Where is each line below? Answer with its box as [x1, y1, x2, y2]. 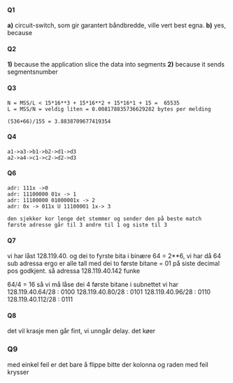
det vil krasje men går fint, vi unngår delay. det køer [7, 327, 156, 335]
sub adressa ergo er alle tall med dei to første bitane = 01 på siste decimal [7, 260, 220, 268]
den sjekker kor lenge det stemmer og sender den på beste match [7, 215, 202, 222]
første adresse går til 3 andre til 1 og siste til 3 [7, 222, 168, 229]
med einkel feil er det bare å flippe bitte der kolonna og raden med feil [7, 360, 209, 368]
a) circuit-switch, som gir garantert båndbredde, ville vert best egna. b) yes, [7, 21, 226, 29]
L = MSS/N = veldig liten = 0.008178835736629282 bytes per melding [7, 105, 211, 112]
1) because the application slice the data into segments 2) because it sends [7, 60, 225, 69]
